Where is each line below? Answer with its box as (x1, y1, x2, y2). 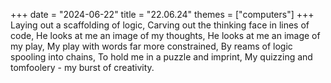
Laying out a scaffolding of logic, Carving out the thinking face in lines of (10, 19, 310, 31)
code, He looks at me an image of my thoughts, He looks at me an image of (10, 30, 321, 41)
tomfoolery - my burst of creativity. (10, 62, 155, 73)
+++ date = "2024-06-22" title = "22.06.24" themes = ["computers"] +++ (10, 9, 315, 20)
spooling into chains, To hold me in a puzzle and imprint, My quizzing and (10, 51, 313, 63)
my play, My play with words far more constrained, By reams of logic (10, 40, 293, 52)
